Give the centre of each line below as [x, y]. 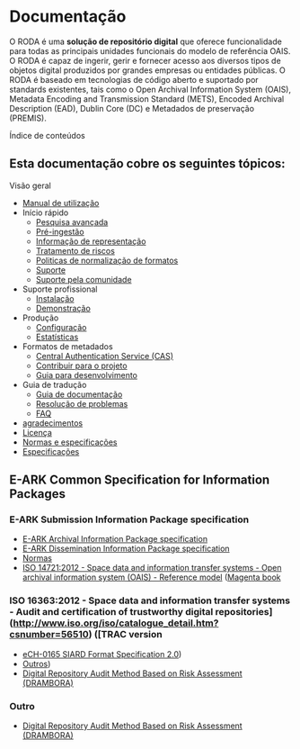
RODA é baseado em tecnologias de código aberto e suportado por [134, 79]
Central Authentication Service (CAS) [104, 356]
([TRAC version [128, 635]
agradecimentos [53, 423]
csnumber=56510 [49, 635]
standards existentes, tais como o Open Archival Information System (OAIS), [150, 89]
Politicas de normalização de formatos [107, 260]
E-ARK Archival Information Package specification [115, 539]
